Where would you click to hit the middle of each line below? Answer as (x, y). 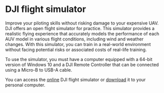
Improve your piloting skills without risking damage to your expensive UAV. (82, 23)
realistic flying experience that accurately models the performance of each (82, 33)
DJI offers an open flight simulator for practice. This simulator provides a (80, 28)
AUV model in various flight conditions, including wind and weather (74, 39)
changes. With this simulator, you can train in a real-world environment (78, 44)
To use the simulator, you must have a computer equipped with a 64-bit (79, 59)
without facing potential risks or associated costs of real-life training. (76, 49)
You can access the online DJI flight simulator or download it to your (75, 79)
